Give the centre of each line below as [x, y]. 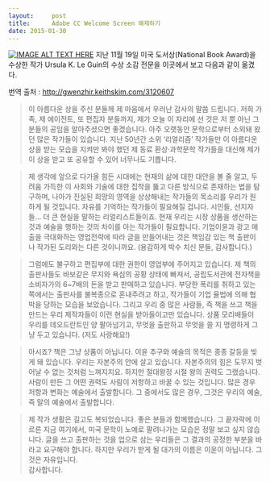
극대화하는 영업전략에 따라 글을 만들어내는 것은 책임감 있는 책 [139, 237]
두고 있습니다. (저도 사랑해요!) [83, 334]
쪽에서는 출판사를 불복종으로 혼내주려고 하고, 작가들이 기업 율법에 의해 [138, 294]
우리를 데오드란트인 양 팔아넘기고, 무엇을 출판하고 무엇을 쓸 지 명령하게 [139, 325]
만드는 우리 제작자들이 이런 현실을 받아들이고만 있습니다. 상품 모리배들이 [141, 314]
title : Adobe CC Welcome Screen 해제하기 [85, 23]
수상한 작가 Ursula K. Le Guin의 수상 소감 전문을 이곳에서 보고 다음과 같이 [124, 64]
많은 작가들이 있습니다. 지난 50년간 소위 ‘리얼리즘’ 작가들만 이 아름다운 [147, 139]
